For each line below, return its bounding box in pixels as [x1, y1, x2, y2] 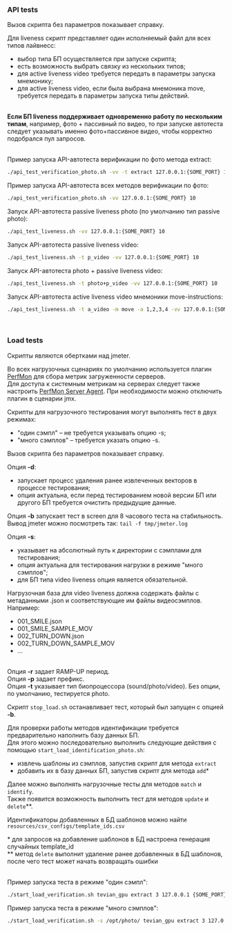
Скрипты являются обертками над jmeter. [7, 351, 131, 360]
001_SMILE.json [17, 617, 62, 625]
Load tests [7, 336, 43, 345]
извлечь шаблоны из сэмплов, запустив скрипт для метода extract [17, 759, 217, 767]
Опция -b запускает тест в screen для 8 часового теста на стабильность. [7, 512, 223, 520]
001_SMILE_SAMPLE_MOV [17, 624, 93, 632]
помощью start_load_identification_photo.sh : [7, 745, 145, 754]
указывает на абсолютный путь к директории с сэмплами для [17, 546, 202, 554]
